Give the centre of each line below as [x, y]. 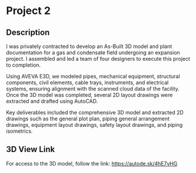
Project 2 [28, 11]
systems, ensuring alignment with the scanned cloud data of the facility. [93, 89]
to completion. [23, 65]
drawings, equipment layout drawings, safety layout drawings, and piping [94, 125]
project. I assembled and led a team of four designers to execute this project [98, 59]
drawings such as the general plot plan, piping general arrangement [88, 119]
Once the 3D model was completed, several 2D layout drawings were [90, 95]
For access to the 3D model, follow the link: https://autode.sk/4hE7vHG [92, 163]
